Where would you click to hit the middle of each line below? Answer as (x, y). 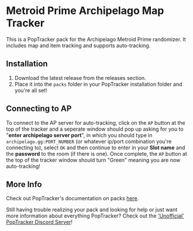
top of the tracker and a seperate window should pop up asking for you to (95, 129)
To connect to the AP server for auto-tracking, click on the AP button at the (96, 123)
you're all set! (31, 90)
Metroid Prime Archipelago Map (85, 11)
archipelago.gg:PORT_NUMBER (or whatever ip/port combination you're (89, 141)
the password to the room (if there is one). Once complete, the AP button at (96, 153)
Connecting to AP (39, 109)
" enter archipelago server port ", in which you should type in (79, 135)
